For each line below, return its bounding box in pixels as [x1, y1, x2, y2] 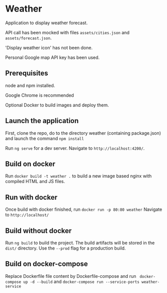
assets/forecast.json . [5, 35, 52, 41]
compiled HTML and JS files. [5, 179, 65, 185]
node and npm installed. [5, 82, 55, 88]
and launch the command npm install [5, 135, 84, 141]
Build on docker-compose [5, 260, 88, 268]
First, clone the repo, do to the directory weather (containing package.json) [5, 130, 161, 136]
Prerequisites [5, 69, 48, 78]
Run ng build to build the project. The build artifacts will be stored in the [5, 240, 155, 246]
